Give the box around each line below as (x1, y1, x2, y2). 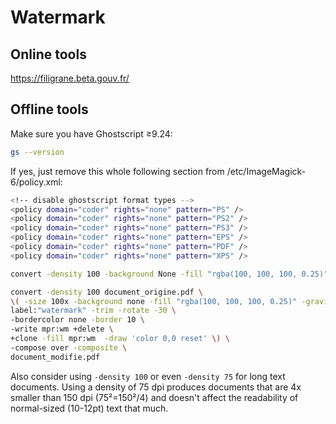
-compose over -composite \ (10, 342, 128, 353)
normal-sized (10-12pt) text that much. (10, 402, 169, 414)
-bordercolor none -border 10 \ (10, 315, 145, 325)
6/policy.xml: (10, 176, 63, 188)
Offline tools (10, 101, 89, 118)
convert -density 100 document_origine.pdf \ (10, 287, 203, 297)
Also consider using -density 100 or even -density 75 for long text (10, 370, 286, 382)
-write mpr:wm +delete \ (10, 324, 114, 335)
